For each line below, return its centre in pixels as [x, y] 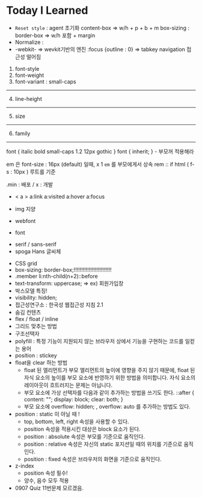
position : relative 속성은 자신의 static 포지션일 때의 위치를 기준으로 [103, 444]
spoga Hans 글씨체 [38, 251]
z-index [24, 466]
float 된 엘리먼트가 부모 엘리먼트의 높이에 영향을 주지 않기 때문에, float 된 [109, 370]
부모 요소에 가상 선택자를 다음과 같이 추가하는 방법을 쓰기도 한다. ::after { [109, 392]
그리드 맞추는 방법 [36, 326]
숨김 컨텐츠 [28, 312]
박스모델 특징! [31, 291]
